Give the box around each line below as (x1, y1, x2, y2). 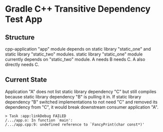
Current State (5, 75, 47, 84)
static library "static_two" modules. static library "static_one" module (5, 51, 143, 57)
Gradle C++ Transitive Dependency (5, 3, 151, 15)
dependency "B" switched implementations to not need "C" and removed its (5, 99, 158, 105)
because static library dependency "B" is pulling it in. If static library (5, 94, 142, 99)
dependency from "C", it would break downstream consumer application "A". (5, 104, 159, 110)
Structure (5, 33, 35, 41)
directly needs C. (5, 62, 39, 67)
